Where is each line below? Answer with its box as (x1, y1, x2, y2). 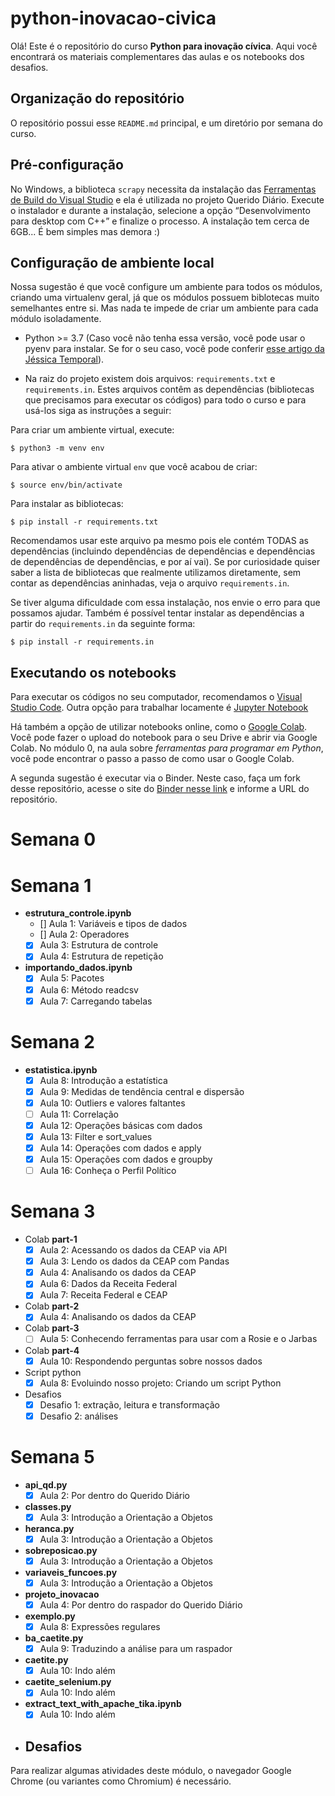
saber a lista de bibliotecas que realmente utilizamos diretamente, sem (10, 567, 302, 579)
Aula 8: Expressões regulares (39, 1621, 161, 1633)
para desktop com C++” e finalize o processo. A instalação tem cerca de (10, 215, 310, 227)
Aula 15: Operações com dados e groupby (39, 1153, 213, 1165)
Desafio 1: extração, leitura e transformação (39, 1398, 221, 1411)
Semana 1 (10, 874, 92, 897)
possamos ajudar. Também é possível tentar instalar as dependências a (10, 607, 305, 619)
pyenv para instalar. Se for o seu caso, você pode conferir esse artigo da (24, 343, 325, 355)
